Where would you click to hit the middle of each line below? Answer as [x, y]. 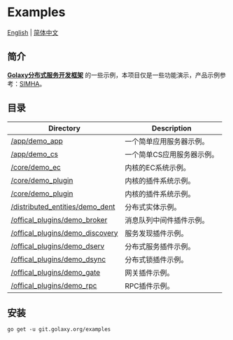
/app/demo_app [37, 141]
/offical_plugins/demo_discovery [64, 233]
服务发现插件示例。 [156, 233]
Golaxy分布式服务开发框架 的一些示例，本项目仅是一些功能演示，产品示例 [114, 75]
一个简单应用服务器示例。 [167, 141]
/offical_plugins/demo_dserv [58, 246]
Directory [64, 128]
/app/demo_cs [34, 154]
